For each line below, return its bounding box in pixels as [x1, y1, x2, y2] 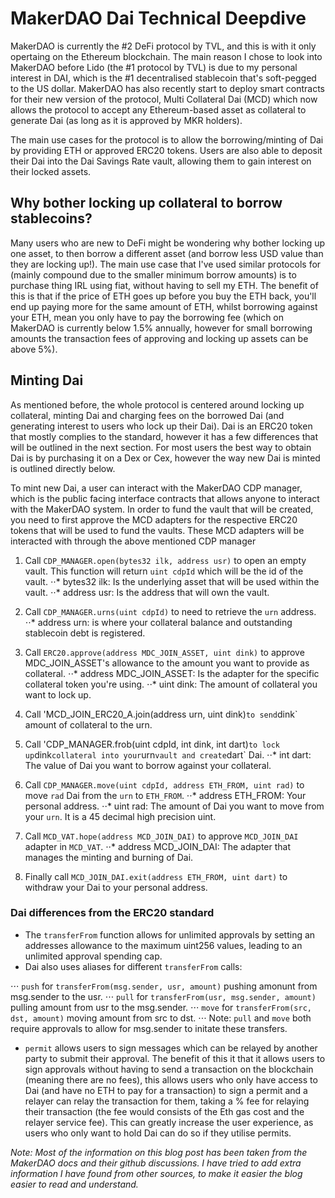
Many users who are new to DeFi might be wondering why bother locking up [10, 237, 326, 249]
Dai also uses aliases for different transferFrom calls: [24, 960, 243, 972]
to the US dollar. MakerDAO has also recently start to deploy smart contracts [10, 82, 325, 94]
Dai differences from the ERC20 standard [10, 906, 215, 920]
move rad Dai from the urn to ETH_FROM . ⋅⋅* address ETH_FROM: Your [24, 789, 307, 801]
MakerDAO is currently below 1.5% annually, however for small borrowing [10, 322, 313, 334]
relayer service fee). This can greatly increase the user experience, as [24, 1116, 314, 1128]
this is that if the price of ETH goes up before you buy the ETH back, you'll [10, 290, 317, 302]
